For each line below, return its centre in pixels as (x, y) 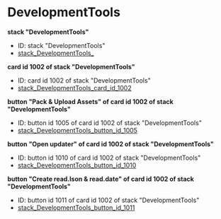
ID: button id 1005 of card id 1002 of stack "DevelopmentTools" (109, 123)
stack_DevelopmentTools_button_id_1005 (78, 130)
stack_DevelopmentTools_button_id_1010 (77, 165)
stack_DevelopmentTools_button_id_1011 (76, 207)
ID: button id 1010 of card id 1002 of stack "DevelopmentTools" (109, 158)
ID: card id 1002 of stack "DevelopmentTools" (84, 80)
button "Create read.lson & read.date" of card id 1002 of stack (101, 179)
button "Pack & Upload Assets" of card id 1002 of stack (90, 101)
